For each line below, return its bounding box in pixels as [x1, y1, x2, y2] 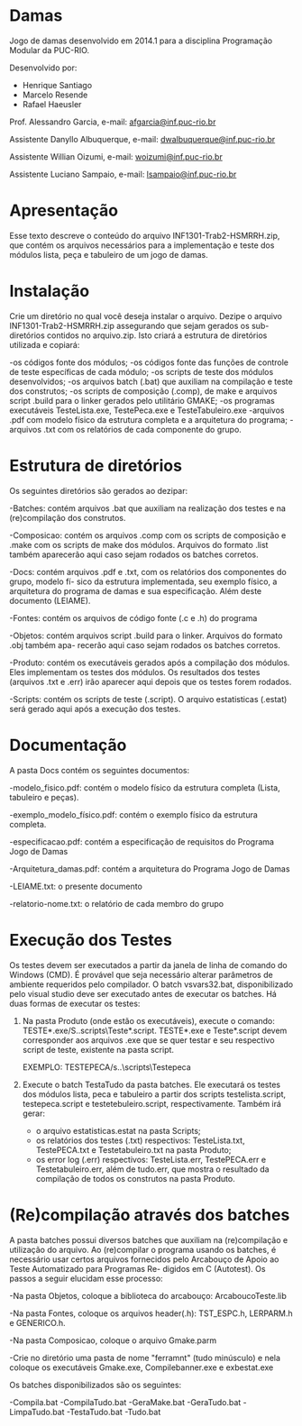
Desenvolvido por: [9, 62, 78, 73]
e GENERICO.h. [9, 1317, 66, 1328]
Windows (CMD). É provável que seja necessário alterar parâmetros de [9, 969, 273, 980]
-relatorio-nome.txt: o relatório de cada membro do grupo [9, 898, 224, 909]
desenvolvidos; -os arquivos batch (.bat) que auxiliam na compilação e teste [9, 376, 293, 387]
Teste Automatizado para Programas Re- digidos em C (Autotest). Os [9, 1263, 266, 1274]
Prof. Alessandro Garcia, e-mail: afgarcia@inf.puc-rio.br [9, 116, 216, 127]
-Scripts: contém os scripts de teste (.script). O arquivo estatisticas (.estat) [9, 693, 288, 704]
